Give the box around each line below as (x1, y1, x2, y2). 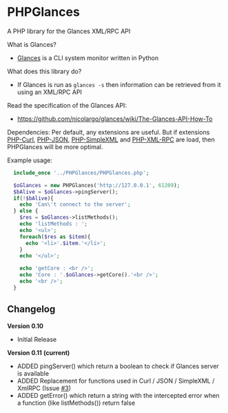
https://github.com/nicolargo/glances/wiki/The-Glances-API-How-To (17, 115, 213, 123)
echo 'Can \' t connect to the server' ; (19, 201, 131, 208)
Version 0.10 (7, 322, 43, 330)
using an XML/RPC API (17, 88, 83, 96)
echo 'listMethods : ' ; (19, 220, 88, 228)
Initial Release (17, 335, 57, 343)
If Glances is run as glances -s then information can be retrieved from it (17, 80, 221, 88)
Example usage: (7, 156, 53, 164)
